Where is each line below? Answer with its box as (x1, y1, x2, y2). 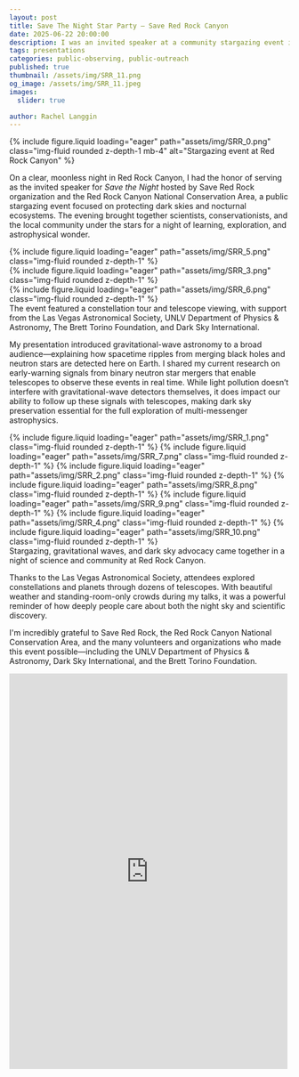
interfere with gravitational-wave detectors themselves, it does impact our (9, 386, 281, 397)
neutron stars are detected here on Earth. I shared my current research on (9, 358, 280, 369)
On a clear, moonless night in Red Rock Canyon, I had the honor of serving (9, 173, 283, 183)
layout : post (9, 12, 58, 22)
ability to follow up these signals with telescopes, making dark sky (9, 396, 252, 407)
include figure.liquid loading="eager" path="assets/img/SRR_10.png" (9, 527, 261, 538)
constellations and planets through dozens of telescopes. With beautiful (9, 582, 273, 593)
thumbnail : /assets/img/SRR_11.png (9, 71, 141, 80)
